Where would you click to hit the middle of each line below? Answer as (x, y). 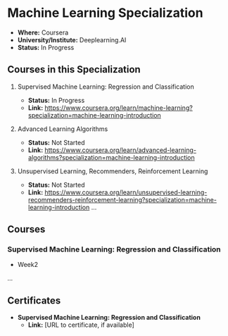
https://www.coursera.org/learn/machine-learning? (119, 108)
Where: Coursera (43, 32)
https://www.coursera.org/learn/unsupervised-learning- (126, 192)
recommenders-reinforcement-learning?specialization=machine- (122, 199)
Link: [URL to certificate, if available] (81, 325)
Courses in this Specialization (74, 69)
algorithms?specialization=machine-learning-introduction (111, 157)
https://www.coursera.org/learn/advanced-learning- (121, 150)
